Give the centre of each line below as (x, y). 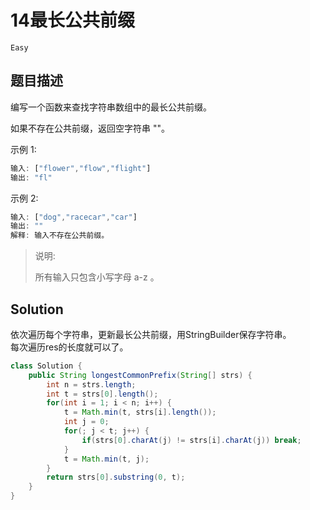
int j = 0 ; (86, 422)
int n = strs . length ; (91, 384)
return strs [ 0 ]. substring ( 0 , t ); (116, 477)
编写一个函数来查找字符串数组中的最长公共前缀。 (111, 107)
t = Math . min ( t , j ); (106, 459)
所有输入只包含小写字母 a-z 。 (97, 277)
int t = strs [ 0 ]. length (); (102, 394)
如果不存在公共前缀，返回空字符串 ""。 (90, 128)
